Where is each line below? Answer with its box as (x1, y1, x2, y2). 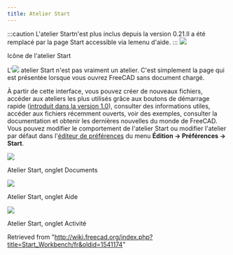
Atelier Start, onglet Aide (7, 192, 78, 200)
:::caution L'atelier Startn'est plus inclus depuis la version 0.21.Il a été (7, 29, 206, 38)
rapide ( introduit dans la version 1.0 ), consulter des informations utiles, (7, 102, 211, 110)
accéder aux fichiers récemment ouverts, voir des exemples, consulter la (7, 109, 218, 118)
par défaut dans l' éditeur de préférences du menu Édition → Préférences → (7, 131, 226, 140)
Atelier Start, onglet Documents (7, 165, 98, 174)
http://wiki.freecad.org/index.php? (54, 233, 153, 241)
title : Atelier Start (7, 10, 71, 18)
